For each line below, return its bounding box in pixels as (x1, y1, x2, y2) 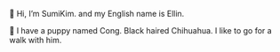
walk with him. (9, 35, 62, 45)
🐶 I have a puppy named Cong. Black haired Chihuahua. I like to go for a (9, 26, 273, 35)
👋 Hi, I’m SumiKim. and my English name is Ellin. (9, 9, 185, 19)
